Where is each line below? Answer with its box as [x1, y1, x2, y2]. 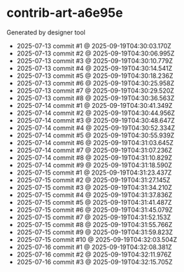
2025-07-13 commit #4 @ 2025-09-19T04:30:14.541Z [16, 64, 173, 72]
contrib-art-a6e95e [6, 5, 123, 21]
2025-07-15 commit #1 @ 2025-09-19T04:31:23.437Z [16, 168, 172, 177]
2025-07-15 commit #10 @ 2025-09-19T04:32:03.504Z [16, 235, 178, 243]
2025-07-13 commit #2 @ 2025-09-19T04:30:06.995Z [16, 49, 175, 57]
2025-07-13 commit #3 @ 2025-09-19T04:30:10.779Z [16, 56, 173, 64]
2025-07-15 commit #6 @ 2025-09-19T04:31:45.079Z [16, 205, 173, 214]
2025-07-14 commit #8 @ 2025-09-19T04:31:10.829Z [16, 153, 173, 162]
